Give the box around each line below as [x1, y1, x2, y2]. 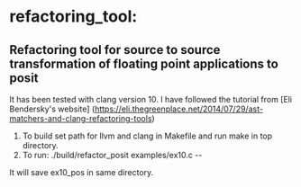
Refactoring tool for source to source [9, 42, 221, 58]
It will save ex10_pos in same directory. [9, 167, 154, 177]
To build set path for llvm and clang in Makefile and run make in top [22, 130, 273, 141]
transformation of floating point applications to [9, 56, 279, 71]
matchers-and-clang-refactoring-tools [9, 113, 152, 123]
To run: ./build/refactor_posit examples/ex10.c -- [22, 150, 203, 160]
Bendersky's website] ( [9, 103, 96, 114]
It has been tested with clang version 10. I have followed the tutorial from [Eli [9, 94, 293, 104]
